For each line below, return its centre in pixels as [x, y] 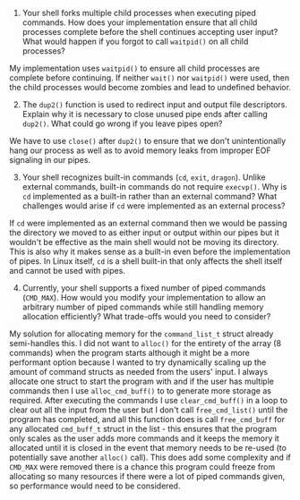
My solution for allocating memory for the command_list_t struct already [141, 334]
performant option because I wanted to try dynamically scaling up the [138, 362]
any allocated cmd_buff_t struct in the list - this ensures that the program [143, 429]
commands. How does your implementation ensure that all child [140, 22]
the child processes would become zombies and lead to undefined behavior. [150, 87]
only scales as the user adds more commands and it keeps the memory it [144, 438]
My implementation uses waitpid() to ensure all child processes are [135, 68]
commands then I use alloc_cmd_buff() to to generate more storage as [140, 391]
